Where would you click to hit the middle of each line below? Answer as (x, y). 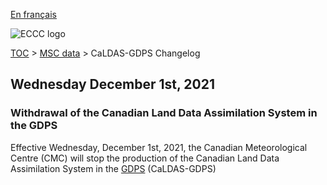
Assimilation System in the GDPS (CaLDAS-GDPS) (113, 168)
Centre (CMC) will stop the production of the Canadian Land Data (145, 158)
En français (33, 14)
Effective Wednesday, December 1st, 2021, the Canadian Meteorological (159, 147)
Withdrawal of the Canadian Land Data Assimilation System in (164, 113)
